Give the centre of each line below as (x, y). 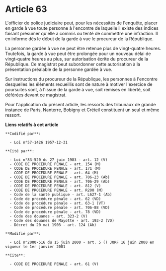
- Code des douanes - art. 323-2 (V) (49, 216)
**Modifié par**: (23, 234)
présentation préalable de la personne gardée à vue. (59, 69)
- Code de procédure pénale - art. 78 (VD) (55, 212)
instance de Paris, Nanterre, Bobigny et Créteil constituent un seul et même (82, 110)
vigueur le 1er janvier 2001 (35, 247)
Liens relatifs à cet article (32, 125)
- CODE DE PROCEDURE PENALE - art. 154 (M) (55, 164)
